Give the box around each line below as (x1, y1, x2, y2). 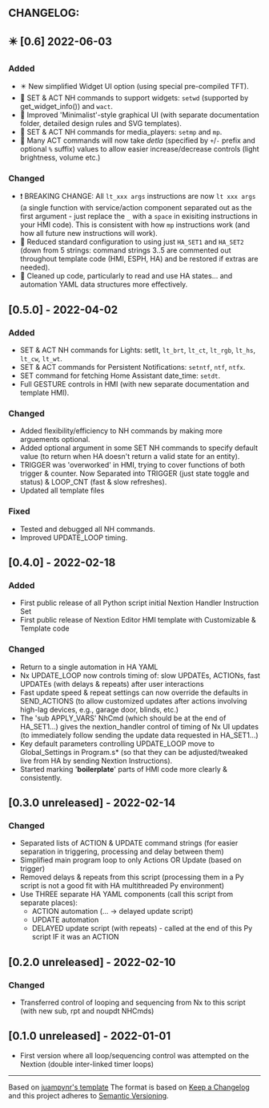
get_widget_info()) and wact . (19, 102, 114, 112)
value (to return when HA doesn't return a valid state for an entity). (19, 452, 240, 461)
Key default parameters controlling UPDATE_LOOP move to (19, 738, 215, 749)
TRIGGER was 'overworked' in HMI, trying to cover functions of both (19, 461, 246, 470)
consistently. (19, 773, 62, 782)
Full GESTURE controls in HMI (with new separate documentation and (19, 379, 250, 389)
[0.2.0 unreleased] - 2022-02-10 (8, 955, 176, 969)
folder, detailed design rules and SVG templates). (19, 119, 182, 128)
